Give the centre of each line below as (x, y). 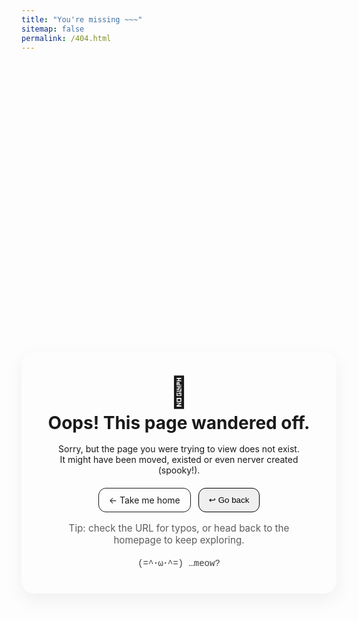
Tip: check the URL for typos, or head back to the (179, 528)
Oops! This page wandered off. (179, 423)
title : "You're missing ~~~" (82, 19)
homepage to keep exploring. (179, 539)
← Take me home (144, 500)
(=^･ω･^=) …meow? (179, 563)
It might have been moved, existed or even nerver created (179, 460)
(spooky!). (179, 470)
